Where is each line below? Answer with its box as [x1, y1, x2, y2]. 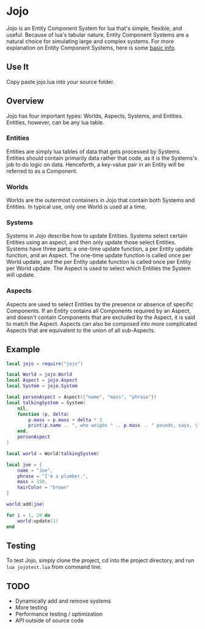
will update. [6, 271, 35, 279]
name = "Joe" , [17, 467, 53, 473]
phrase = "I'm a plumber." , [17, 473, 88, 479]
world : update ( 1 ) [17, 518, 59, 524]
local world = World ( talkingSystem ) [6, 450, 99, 457]
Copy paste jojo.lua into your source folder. [6, 78, 115, 85]
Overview [6, 96, 45, 107]
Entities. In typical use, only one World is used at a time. [6, 203, 147, 211]
